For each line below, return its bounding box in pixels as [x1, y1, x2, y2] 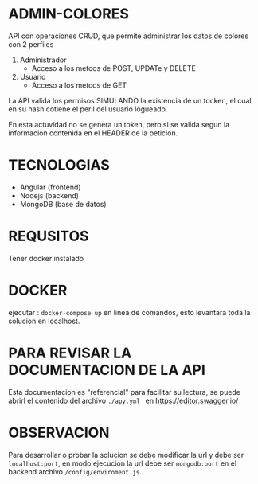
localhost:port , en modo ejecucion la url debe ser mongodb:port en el [8, 459, 237, 468]
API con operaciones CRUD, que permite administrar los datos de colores [8, 31, 249, 41]
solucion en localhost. [8, 316, 80, 326]
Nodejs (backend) [19, 190, 80, 200]
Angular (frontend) [19, 182, 81, 192]
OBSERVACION [8, 423, 110, 442]
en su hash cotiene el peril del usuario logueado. [8, 104, 168, 114]
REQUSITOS [8, 228, 89, 245]
